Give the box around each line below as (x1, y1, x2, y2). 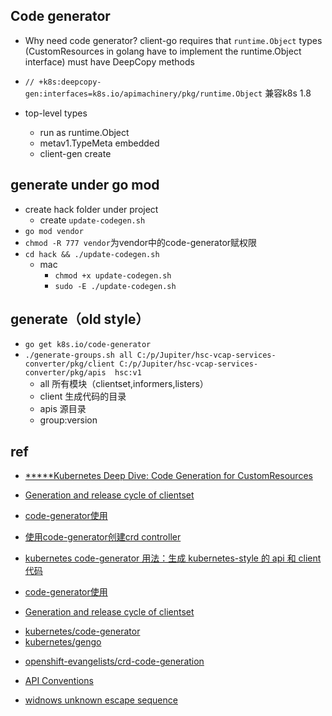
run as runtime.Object (39, 126, 130, 138)
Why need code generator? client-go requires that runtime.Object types (24, 34, 323, 46)
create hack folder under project (24, 203, 159, 215)
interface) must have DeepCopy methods (24, 55, 195, 68)
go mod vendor (24, 226, 84, 236)
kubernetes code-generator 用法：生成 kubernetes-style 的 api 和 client (24, 552, 322, 564)
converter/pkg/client (24, 359, 115, 369)
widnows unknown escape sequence (24, 694, 178, 706)
